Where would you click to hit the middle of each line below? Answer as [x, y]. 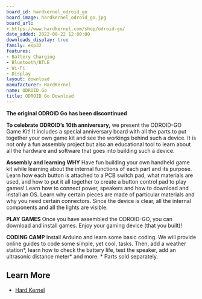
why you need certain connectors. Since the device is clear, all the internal [99, 201]
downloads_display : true [37, 40]
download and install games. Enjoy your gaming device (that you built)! [94, 225]
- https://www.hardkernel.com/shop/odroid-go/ [66, 29]
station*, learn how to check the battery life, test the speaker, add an [91, 250]
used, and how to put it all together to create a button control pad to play [96, 181]
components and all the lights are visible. [57, 207]
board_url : [20, 23]
